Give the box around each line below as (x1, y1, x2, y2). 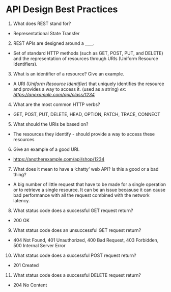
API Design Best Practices (6, 4, 118, 15)
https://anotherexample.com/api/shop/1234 (13, 156, 105, 162)
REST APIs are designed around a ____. (13, 40, 95, 46)
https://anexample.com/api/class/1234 (13, 91, 95, 97)
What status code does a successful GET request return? (13, 207, 133, 214)
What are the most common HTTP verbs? (13, 101, 101, 108)
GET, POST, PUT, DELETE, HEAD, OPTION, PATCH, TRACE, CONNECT (13, 111, 161, 117)
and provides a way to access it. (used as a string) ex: (13, 86, 127, 92)
